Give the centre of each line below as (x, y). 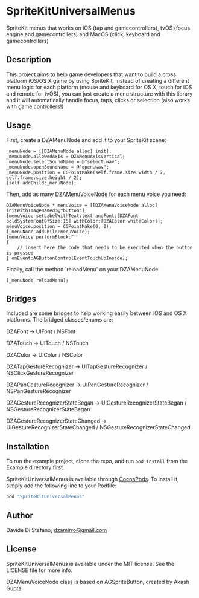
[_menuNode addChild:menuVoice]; (48, 232)
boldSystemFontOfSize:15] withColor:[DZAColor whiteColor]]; (85, 221)
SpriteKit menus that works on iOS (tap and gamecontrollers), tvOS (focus (98, 28)
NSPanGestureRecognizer (39, 391)
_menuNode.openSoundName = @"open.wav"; (58, 167)
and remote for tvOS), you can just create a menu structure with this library (99, 93)
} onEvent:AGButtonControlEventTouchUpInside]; (67, 258)
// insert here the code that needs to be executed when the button (105, 247)
